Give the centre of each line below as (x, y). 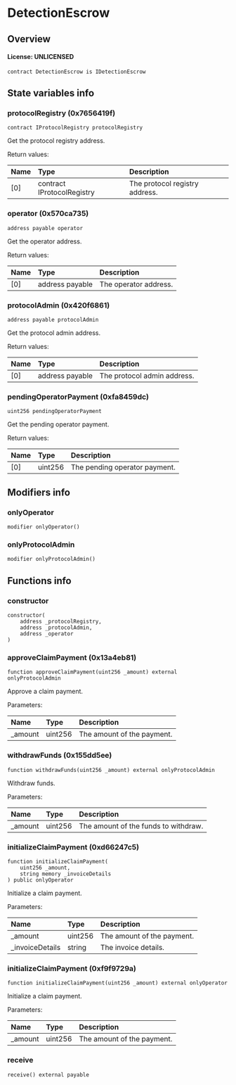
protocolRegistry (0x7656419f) (61, 113)
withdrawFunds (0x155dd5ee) (60, 756)
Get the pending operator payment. (58, 424)
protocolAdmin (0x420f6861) (59, 305)
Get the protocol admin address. (54, 333)
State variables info (51, 93)
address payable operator (45, 228)
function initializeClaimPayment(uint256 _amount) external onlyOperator (118, 983)
